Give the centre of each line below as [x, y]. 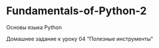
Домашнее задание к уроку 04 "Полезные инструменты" [80, 39]
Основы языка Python [34, 27]
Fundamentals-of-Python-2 [77, 11]
